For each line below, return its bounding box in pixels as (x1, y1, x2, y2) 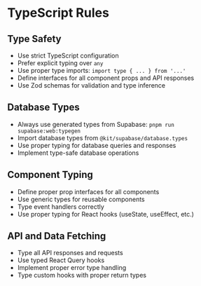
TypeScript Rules (7, 5, 110, 21)
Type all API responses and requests (17, 249, 124, 257)
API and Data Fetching (7, 230, 106, 243)
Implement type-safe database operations (17, 149, 139, 157)
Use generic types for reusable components (17, 195, 145, 203)
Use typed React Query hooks (17, 256, 105, 264)
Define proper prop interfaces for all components (17, 187, 160, 196)
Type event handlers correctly (17, 202, 105, 211)
